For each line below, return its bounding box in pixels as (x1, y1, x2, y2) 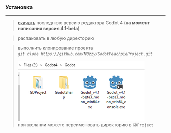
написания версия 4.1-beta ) (17, 25, 80, 32)
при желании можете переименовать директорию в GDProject (17, 122, 154, 128)
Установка (5, 4, 33, 11)
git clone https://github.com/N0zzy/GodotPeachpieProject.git (17, 51, 153, 57)
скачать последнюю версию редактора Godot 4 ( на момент (17, 20, 150, 26)
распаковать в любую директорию (17, 35, 94, 41)
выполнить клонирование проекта (17, 45, 93, 51)
